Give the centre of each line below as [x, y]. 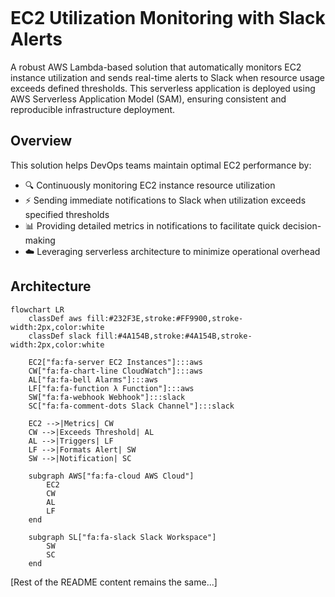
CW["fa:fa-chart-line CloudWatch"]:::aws [115, 371]
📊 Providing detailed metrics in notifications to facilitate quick [152, 225]
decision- [302, 225]
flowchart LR [37, 309]
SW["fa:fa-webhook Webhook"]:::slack [107, 397]
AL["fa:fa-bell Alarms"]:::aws [93, 379]
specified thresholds [67, 214]
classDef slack [60, 336]
